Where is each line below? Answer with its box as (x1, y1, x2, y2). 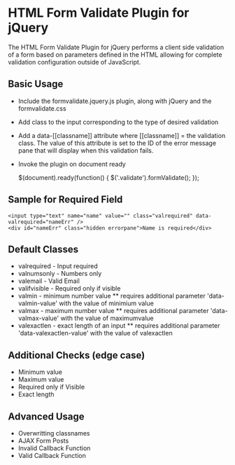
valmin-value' (17, 299, 58, 307)
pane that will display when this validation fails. (17, 146, 154, 155)
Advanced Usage (8, 410, 85, 422)
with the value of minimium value (59, 299, 155, 307)
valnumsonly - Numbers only (17, 270, 102, 278)
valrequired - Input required (17, 262, 98, 270)
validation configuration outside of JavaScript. (8, 57, 141, 66)
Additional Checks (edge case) (8, 349, 145, 361)
